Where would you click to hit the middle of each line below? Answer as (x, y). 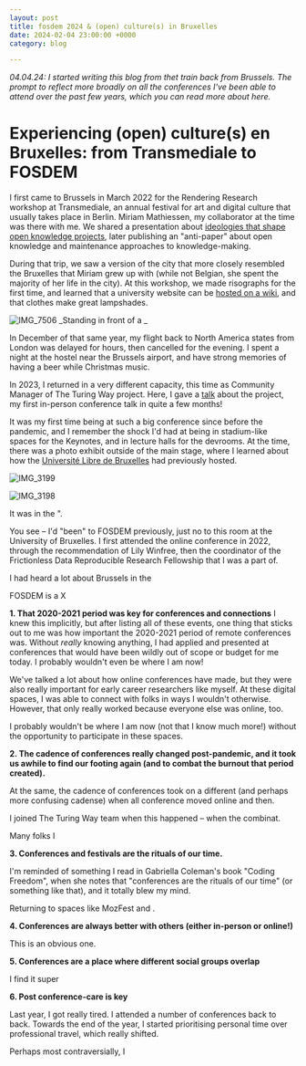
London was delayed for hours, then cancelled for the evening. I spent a (144, 348)
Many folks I (32, 836)
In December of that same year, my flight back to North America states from (152, 338)
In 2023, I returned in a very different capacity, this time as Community (142, 385)
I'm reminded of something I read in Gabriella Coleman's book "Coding (142, 872)
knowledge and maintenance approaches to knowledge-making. (130, 246)
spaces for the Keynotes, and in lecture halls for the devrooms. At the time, (150, 441)
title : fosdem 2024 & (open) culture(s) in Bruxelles (114, 26)
